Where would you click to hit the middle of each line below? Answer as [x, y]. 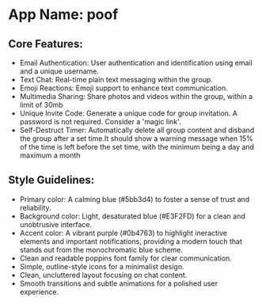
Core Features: [46, 44]
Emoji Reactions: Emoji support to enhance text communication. [123, 88]
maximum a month [50, 155]
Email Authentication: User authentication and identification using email [136, 63]
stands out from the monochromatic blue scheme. [101, 249]
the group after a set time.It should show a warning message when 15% [136, 139]
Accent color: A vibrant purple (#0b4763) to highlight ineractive [123, 233]
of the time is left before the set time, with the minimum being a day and [137, 147]
